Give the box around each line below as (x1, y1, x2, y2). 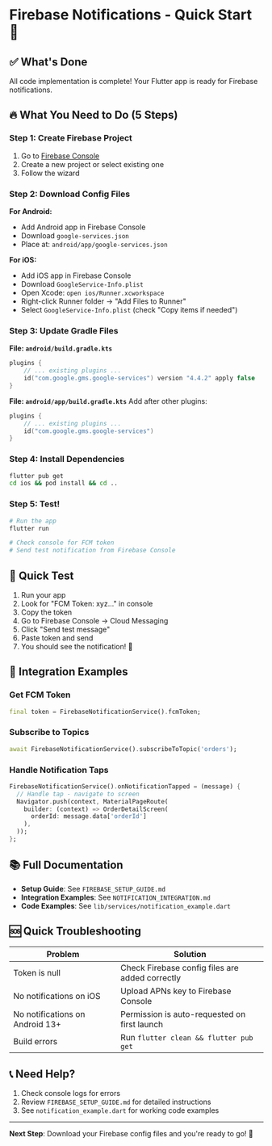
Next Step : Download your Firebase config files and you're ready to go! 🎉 (9, 1129, 253, 1139)
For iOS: (9, 254, 37, 264)
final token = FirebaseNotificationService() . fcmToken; (9, 707, 201, 716)
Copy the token (20, 607, 73, 617)
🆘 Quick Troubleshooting (9, 925, 142, 938)
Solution (174, 948, 207, 959)
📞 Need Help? (9, 1067, 76, 1081)
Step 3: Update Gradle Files (9, 325, 119, 336)
